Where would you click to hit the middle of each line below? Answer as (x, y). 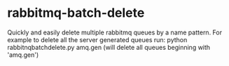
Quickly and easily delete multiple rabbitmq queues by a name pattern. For (115, 32)
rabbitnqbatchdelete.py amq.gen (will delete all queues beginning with (109, 47)
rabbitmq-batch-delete (76, 13)
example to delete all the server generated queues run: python (97, 39)
